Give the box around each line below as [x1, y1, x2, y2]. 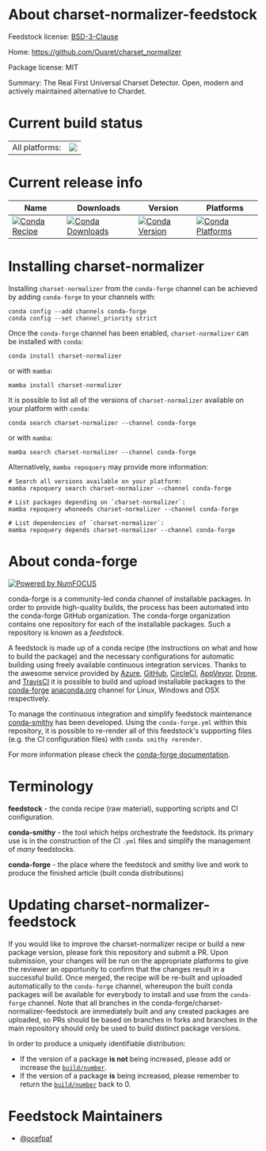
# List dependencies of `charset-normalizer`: [8, 519, 165, 527]
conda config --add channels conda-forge [8, 307, 147, 315]
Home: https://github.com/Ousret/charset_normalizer [8, 47, 182, 56]
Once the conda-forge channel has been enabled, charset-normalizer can [8, 328, 249, 338]
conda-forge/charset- [151, 998, 223, 1007]
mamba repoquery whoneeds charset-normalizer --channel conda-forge [8, 505, 239, 513]
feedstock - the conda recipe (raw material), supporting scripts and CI [8, 804, 239, 813]
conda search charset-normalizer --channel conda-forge [8, 419, 196, 427]
